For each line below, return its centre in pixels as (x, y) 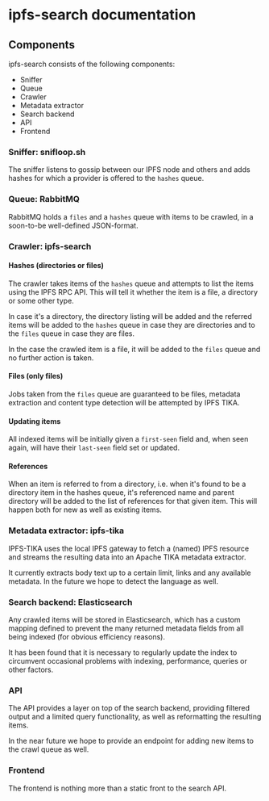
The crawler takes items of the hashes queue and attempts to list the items (131, 283)
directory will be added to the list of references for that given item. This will (133, 501)
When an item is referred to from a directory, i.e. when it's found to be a (127, 484)
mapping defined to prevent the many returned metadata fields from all (126, 628)
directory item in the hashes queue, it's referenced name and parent (122, 493)
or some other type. (41, 300)
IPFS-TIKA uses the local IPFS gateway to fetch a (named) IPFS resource (129, 548)
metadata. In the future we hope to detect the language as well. (114, 581)
